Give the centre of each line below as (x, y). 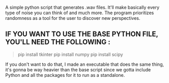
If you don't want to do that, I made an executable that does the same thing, (85, 64)
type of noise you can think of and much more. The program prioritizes (80, 13)
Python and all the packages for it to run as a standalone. (65, 75)
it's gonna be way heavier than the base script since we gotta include (78, 70)
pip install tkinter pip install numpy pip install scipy (70, 54)
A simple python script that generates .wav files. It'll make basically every (82, 7)
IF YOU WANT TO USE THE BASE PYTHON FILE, (82, 34)
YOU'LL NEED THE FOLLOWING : (58, 42)
